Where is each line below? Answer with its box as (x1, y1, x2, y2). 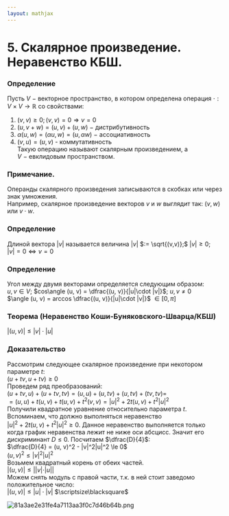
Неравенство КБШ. (7, 54, 123, 69)
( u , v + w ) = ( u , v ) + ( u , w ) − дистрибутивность (16, 123, 150, 131)
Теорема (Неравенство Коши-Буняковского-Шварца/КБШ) (7, 311, 216, 321)
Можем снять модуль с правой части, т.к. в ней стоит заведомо (7, 473, 195, 481)
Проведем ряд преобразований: (7, 382, 103, 390)
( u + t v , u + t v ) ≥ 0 (7, 374, 58, 383)
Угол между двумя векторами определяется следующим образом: (7, 280, 204, 288)
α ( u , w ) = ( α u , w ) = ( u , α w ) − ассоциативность (16, 131, 151, 139)
